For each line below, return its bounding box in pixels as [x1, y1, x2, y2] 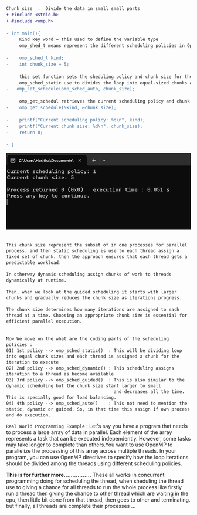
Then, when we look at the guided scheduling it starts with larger [6, 289, 177, 295]
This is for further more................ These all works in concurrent [6, 472, 165, 479]
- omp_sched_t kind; [6, 55, 64, 61]
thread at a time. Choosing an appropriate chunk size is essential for [6, 313, 188, 319]
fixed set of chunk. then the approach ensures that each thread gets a [6, 254, 188, 260]
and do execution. [6, 412, 51, 418]
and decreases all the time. [113, 389, 185, 395]
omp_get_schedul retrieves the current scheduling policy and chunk [19, 99, 191, 104]
